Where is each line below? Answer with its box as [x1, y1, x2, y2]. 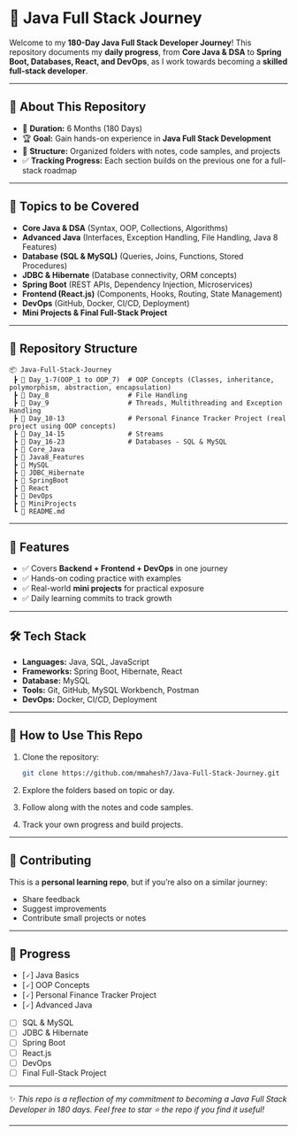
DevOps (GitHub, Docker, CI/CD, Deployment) [21, 297, 190, 308]
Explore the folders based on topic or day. [21, 784, 175, 795]
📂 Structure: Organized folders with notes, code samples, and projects [21, 145, 281, 156]
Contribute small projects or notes [21, 912, 147, 923]
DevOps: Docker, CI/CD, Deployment [21, 694, 157, 705]
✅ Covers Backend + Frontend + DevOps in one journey [21, 563, 228, 574]
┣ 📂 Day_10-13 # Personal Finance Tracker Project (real [12, 414, 287, 423]
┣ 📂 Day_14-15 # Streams [12, 429, 164, 439]
